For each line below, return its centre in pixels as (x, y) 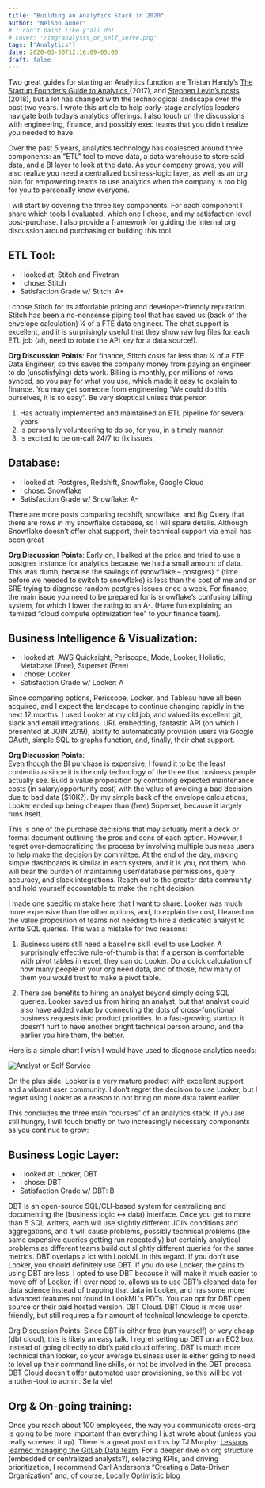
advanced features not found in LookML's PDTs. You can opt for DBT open (129, 1299)
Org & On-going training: (70, 1406)
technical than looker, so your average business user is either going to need (132, 1356)
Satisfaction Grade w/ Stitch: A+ (72, 291)
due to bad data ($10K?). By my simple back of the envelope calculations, (128, 797)
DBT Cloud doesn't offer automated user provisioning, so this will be (119, 1373)
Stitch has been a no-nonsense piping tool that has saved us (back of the (128, 315)
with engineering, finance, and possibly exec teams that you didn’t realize (128, 124)
